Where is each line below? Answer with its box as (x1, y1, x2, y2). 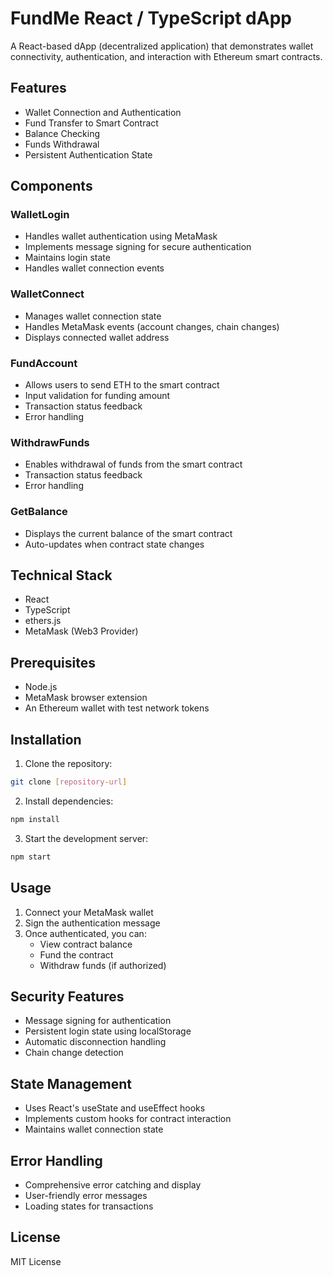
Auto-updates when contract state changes (24, 538, 205, 550)
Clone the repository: (24, 758, 113, 770)
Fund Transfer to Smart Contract (24, 117, 159, 129)
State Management (10, 1075, 132, 1092)
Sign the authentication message (24, 917, 161, 929)
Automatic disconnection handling (24, 1036, 167, 1048)
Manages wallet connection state (24, 310, 162, 322)
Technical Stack (10, 567, 113, 584)
